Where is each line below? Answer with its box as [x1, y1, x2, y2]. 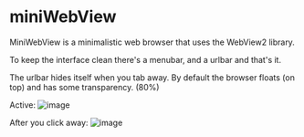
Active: [9, 99, 37, 111]
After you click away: [9, 117, 89, 128]
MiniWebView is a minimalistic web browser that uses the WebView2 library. [9, 37, 295, 47]
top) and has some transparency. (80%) [9, 81, 160, 92]
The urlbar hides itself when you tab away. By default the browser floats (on [9, 71, 295, 83]
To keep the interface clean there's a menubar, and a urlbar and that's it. [9, 54, 281, 65]
